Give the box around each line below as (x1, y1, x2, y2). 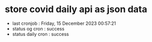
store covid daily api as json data (5, 4, 147, 15)
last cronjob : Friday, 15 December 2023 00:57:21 (12, 20, 116, 26)
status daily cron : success (12, 31, 69, 37)
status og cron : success (12, 25, 65, 31)
